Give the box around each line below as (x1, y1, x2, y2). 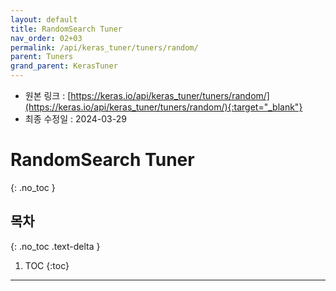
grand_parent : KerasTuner (10, 61, 118, 71)
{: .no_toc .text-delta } (10, 240, 101, 252)
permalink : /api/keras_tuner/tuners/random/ (10, 42, 199, 53)
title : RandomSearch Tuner (10, 24, 123, 34)
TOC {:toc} (24, 259, 70, 271)
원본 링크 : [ (24, 90, 72, 101)
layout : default (10, 14, 78, 25)
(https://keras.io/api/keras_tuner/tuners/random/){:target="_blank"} (24, 101, 303, 113)
